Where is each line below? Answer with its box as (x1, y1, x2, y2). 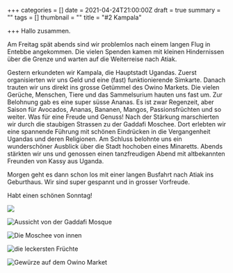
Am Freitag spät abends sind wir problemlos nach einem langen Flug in (7, 40, 211, 48)
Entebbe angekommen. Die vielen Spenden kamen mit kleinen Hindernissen (7, 48, 225, 56)
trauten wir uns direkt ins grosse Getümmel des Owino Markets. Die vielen (7, 83, 220, 91)
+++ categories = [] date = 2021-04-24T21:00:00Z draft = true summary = (7, 6, 221, 14)
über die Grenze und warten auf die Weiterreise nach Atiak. (7, 55, 177, 63)
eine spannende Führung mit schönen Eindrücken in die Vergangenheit (7, 128, 211, 135)
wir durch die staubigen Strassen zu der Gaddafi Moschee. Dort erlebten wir (7, 120, 227, 128)
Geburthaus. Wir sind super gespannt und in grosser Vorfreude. (7, 178, 190, 186)
